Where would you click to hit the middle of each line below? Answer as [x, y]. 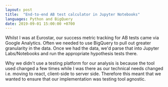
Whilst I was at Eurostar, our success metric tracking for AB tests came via [82, 38]
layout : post [19, 10]
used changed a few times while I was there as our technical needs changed [84, 69]
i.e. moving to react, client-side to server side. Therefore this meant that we [83, 74]
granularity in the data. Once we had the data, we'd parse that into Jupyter [82, 48]
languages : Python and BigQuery [39, 19]
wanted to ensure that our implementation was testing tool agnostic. [75, 79]
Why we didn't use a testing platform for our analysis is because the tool [80, 63]
